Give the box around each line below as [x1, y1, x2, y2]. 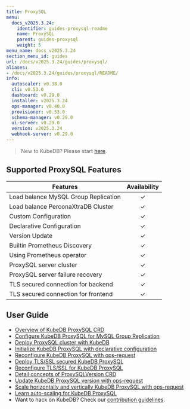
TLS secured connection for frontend [9, 289, 113, 298]
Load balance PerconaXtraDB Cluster [9, 202, 114, 210]
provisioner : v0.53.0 [11, 109, 66, 115]
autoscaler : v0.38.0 [11, 81, 63, 87]
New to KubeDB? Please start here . [20, 147, 107, 154]
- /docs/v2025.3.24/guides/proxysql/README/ [6, 70, 119, 76]
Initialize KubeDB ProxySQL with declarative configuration [14, 345, 157, 352]
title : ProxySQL [6, 8, 46, 15]
